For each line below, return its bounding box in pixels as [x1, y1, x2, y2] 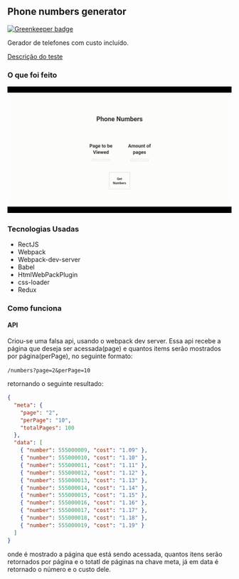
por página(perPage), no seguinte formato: [7, 352, 133, 360]
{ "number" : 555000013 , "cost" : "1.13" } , [20, 476, 148, 484]
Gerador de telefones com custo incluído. [7, 38, 129, 47]
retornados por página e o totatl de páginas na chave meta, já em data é [7, 557, 219, 565]
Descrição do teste [7, 52, 63, 61]
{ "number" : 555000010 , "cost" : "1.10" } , [20, 454, 148, 461]
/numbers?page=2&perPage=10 [7, 367, 91, 375]
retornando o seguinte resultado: [7, 380, 104, 388]
